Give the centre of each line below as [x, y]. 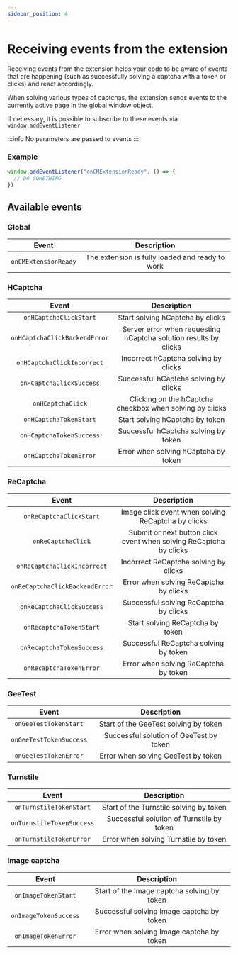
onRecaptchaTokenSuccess [62, 647]
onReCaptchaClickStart [62, 516]
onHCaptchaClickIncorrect [60, 363]
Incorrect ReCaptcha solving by [173, 562]
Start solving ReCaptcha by [173, 622]
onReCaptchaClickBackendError [62, 586]
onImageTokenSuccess [45, 916]
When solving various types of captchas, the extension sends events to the [117, 97]
